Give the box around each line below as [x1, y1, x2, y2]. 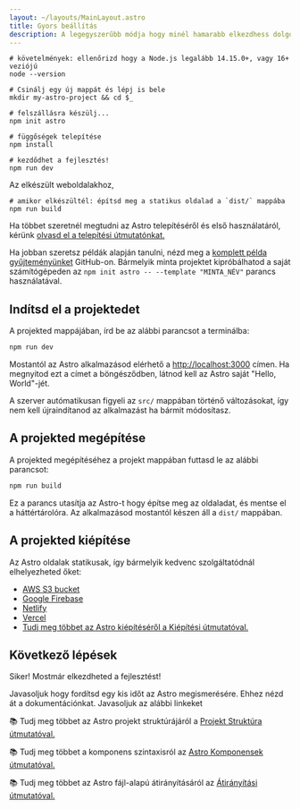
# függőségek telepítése [9, 132, 102, 141]
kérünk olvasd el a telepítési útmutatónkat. [9, 230, 165, 241]
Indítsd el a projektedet [9, 302, 140, 317]
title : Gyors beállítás [9, 21, 98, 30]
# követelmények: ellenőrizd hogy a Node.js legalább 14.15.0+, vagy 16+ [9, 55, 290, 64]
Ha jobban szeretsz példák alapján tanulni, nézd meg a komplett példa [9, 247, 268, 258]
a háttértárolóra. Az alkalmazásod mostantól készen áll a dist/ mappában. [9, 507, 283, 517]
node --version [9, 70, 66, 79]
